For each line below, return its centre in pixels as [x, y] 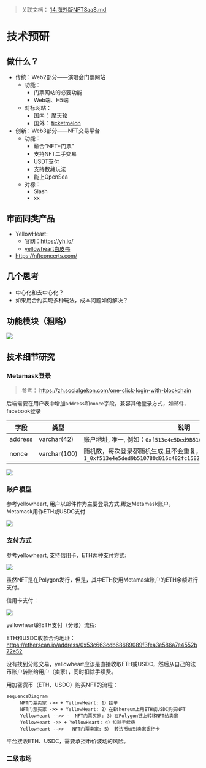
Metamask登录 [29, 375]
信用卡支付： [22, 600]
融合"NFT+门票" [54, 146]
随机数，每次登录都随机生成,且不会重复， [143, 451]
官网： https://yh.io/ [49, 241]
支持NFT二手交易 [55, 154]
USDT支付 [46, 161]
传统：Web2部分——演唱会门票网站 [60, 77]
